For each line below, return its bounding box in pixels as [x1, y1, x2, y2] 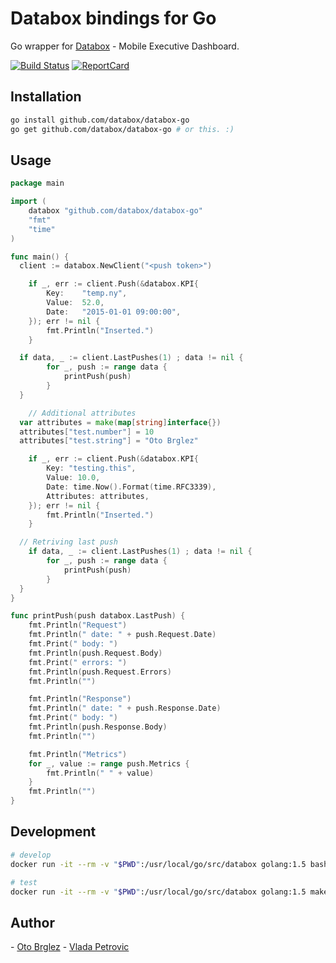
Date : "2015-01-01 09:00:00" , [46, 307, 182, 317]
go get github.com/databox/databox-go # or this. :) [10, 124, 235, 134]
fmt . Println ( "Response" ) [28, 694, 132, 704]
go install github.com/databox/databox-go [10, 115, 190, 125]
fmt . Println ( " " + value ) [46, 768, 155, 778]
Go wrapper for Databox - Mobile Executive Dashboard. [10, 40, 240, 52]
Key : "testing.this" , [46, 463, 137, 474]
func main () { [10, 252, 70, 262]
